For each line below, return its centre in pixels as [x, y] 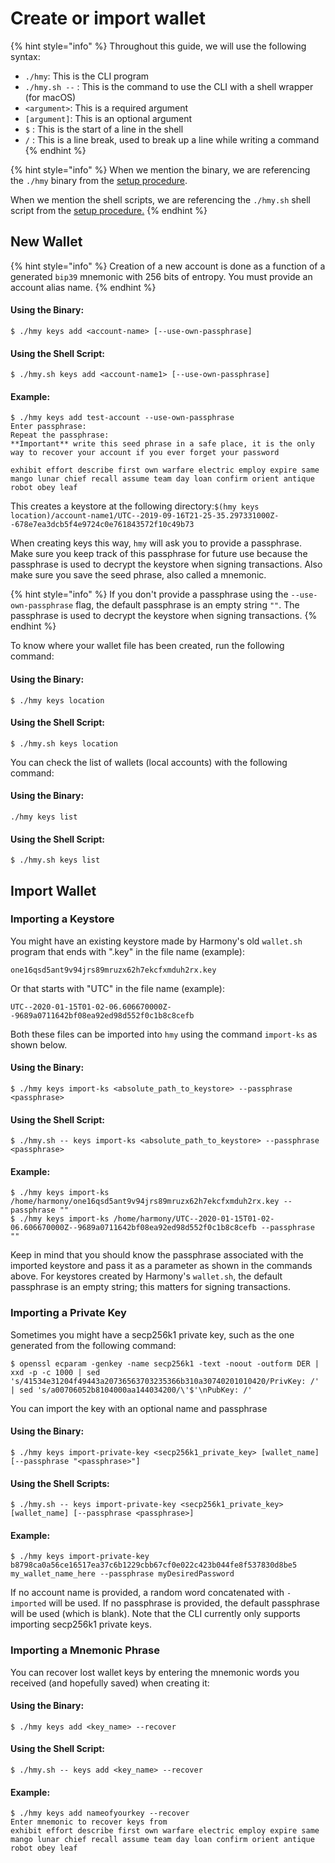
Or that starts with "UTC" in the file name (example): [117, 988]
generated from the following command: [93, 1345]
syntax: [25, 56]
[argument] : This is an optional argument [108, 118]
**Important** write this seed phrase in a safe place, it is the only [162, 444]
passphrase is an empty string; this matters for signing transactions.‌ [151, 1287]
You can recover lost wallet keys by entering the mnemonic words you [155, 1672]
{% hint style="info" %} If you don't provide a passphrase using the [149, 594]
